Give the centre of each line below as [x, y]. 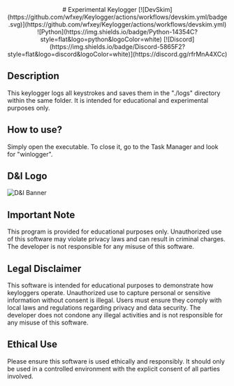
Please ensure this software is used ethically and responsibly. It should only [116, 361]
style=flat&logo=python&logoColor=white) [101, 39]
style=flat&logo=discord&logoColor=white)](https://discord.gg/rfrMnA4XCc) [117, 54]
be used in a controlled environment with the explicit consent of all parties [114, 369]
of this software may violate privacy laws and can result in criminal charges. [116, 239]
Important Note [41, 215]
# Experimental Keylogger [100, 9]
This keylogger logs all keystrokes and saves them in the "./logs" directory [114, 93]
